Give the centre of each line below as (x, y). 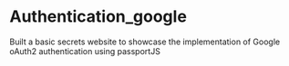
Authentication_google (98, 17)
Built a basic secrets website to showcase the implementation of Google (145, 42)
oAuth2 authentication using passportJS (85, 51)
